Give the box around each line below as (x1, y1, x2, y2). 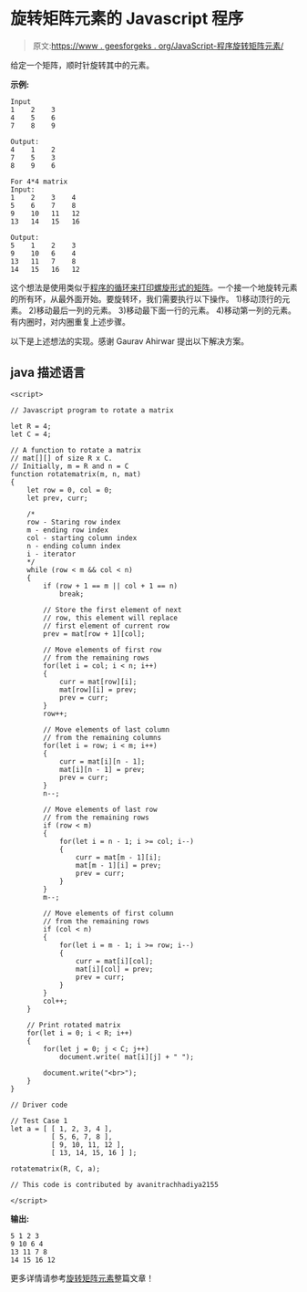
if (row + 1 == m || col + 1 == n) (43, 581, 179, 590)
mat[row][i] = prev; (58, 685, 138, 694)
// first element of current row (43, 621, 170, 630)
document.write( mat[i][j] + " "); (58, 1052, 195, 1061)
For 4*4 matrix (10, 177, 68, 186)
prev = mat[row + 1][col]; (43, 629, 146, 639)
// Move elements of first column (43, 909, 174, 918)
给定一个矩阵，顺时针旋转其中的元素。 (10, 59, 154, 70)
